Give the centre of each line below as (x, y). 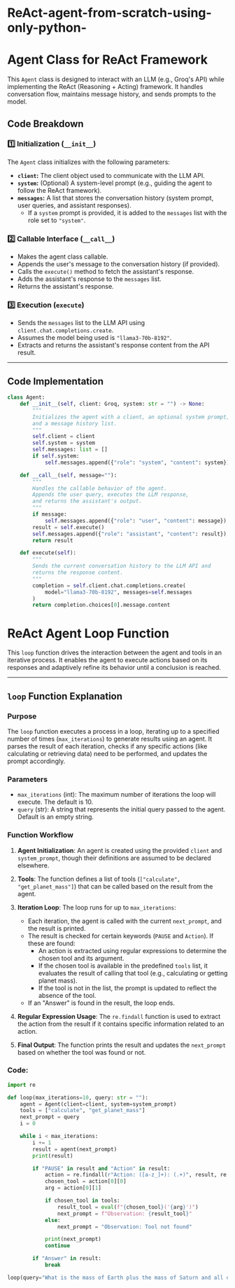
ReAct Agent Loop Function (88, 633)
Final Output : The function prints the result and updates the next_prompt (121, 1045)
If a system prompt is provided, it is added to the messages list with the (127, 212)
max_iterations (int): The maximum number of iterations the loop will (116, 795)
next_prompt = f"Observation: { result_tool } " (124, 1214)
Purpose (22, 716)
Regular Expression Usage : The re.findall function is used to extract (119, 1016)
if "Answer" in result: (67, 1259)
